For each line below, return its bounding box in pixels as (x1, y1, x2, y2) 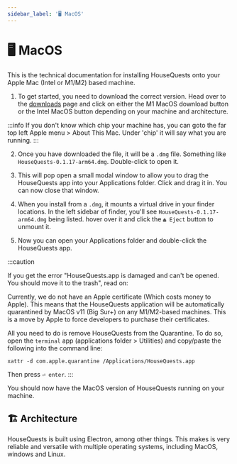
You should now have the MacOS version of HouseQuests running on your (7, 384, 225, 392)
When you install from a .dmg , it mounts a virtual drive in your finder (17, 199, 215, 208)
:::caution (7, 257, 35, 266)
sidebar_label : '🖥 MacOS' (7, 10, 84, 18)
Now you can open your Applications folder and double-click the (17, 236, 207, 245)
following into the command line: (7, 343, 103, 352)
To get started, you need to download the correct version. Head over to (17, 92, 226, 100)
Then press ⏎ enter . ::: (7, 370, 74, 378)
